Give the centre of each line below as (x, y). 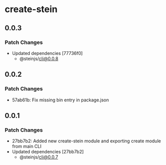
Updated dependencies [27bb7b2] (48, 152)
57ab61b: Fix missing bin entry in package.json (60, 100)
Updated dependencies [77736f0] (47, 53)
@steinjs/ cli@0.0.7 (39, 157)
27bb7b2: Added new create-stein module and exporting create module (87, 141)
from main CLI (27, 146)
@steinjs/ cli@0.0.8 (39, 59)
